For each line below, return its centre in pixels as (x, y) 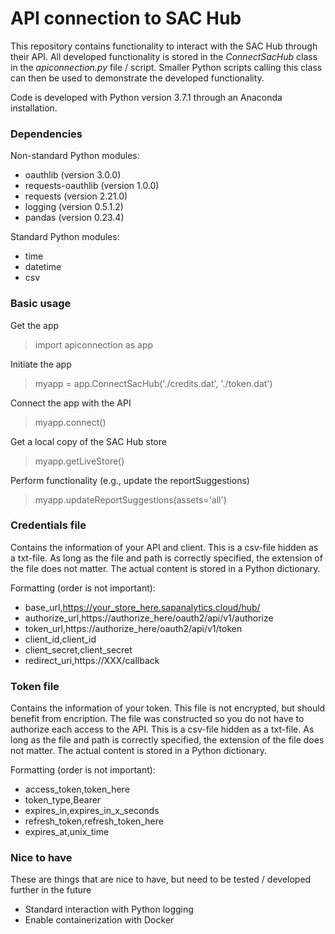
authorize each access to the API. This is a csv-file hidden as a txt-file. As (162, 729)
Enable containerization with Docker (99, 920)
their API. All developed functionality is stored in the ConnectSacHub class (164, 56)
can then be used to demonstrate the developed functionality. (137, 78)
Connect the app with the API (71, 403)
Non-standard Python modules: (75, 156)
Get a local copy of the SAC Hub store (88, 441)
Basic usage (41, 304)
